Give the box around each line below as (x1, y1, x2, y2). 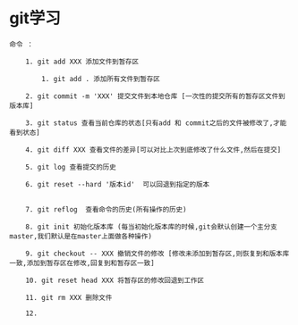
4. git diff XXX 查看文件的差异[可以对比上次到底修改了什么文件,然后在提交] (25, 145, 282, 154)
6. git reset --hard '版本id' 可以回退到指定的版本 (25, 179, 210, 188)
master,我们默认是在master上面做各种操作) (9, 231, 152, 241)
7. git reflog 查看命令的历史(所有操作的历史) (25, 204, 187, 214)
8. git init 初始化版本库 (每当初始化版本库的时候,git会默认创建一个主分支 (25, 222, 277, 231)
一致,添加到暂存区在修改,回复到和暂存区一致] (9, 258, 155, 268)
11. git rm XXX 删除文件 (25, 293, 113, 302)
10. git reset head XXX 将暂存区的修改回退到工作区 (25, 276, 204, 285)
